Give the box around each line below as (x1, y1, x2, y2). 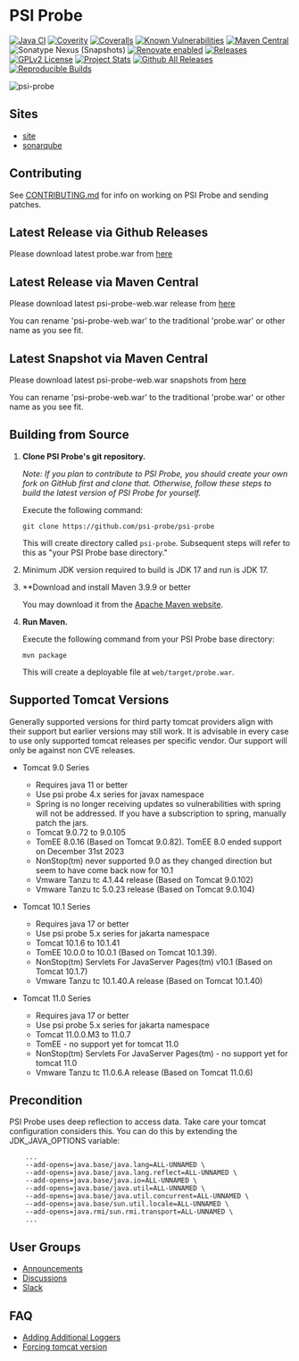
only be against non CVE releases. (9, 744, 136, 755)
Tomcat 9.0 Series (21, 761, 90, 773)
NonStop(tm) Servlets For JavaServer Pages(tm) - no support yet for (35, 1047, 288, 1059)
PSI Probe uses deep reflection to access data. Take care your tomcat (9, 1116, 266, 1127)
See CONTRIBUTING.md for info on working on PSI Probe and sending (9, 189, 269, 200)
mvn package (21, 651, 67, 659)
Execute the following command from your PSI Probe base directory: (21, 634, 275, 644)
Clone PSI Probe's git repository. (21, 450, 145, 461)
